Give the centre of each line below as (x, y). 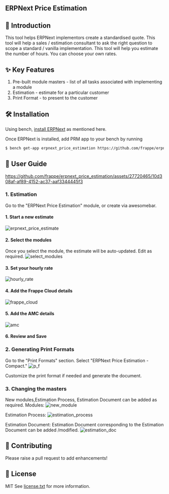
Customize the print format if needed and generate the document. (73, 375)
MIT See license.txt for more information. (48, 486)
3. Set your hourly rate (29, 268)
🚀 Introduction (28, 26)
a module (22, 87)
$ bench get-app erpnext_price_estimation (50, 148)
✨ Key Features (30, 69)
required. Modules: (25, 405)
